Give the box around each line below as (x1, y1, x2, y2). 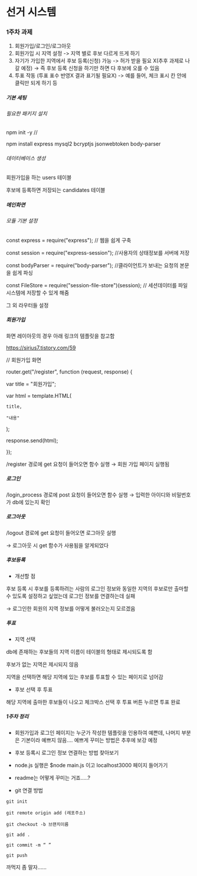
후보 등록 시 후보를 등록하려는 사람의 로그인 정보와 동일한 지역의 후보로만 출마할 (6, 585, 189, 592)
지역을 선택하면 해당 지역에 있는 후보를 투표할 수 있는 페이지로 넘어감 (6, 673, 163, 680)
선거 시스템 (6, 5, 57, 19)
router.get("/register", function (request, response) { (6, 368, 133, 375)
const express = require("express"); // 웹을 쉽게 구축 (6, 236, 132, 244)
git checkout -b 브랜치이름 (6, 821, 69, 828)
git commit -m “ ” (6, 842, 51, 848)
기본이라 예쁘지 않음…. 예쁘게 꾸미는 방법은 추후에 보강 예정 (21, 737, 158, 744)
